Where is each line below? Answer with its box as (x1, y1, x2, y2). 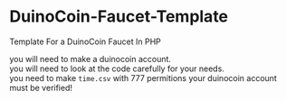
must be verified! (9, 82, 73, 93)
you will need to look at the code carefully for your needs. (9, 63, 224, 74)
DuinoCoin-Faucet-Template (9, 6, 229, 27)
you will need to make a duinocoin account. (9, 53, 172, 64)
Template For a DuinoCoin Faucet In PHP (9, 36, 161, 47)
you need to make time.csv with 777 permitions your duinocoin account (9, 72, 278, 83)
